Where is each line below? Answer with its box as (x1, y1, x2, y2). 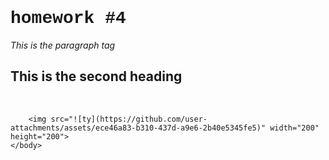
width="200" (269, 123, 320, 133)
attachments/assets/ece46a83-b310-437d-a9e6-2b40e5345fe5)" (10, 123, 267, 133)
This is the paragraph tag (10, 39, 116, 51)
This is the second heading (10, 68, 183, 85)
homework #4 (10, 8, 127, 29)
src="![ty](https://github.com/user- (50, 114, 208, 124)
